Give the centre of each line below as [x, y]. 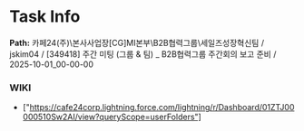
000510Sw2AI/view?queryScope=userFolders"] [112, 117]
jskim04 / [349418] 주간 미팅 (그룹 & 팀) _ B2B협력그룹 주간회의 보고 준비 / [143, 54]
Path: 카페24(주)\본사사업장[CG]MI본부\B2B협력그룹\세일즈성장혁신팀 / [137, 42]
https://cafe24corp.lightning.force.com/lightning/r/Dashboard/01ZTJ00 [162, 108]
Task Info [45, 17]
